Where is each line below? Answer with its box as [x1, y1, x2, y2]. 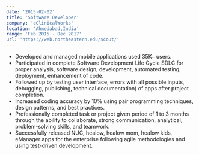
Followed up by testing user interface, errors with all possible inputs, [14, 78, 185, 86]
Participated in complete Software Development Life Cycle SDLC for [14, 59, 184, 66]
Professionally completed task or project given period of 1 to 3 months [14, 110, 189, 117]
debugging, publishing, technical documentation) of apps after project [14, 85, 189, 92]
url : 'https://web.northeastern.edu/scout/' [6, 37, 120, 42]
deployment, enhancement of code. [14, 72, 104, 79]
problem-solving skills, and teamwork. [14, 123, 110, 130]
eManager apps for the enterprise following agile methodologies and [14, 136, 185, 142]
